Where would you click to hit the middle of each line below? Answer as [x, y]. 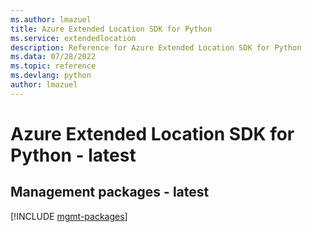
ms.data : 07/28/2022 [53, 57]
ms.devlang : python [51, 76]
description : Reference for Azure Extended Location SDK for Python [156, 47]
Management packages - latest [110, 192]
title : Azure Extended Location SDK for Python [111, 29]
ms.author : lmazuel [51, 19]
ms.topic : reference [53, 66]
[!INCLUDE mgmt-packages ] [69, 216]
